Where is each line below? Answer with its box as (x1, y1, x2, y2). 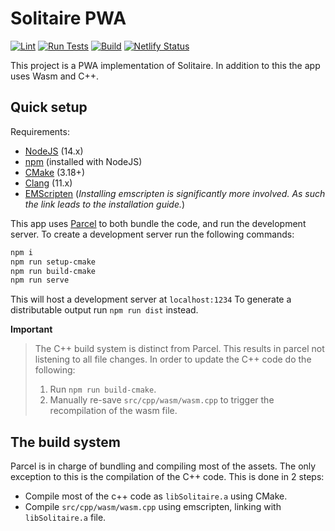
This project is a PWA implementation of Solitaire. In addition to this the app (10, 59, 321, 71)
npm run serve (10, 275, 70, 286)
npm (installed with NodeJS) (24, 155, 143, 167)
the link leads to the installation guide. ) (24, 198, 186, 210)
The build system (10, 433, 121, 451)
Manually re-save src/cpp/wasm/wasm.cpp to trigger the (49, 394, 275, 406)
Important (10, 323, 53, 336)
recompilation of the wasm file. (49, 405, 178, 417)
